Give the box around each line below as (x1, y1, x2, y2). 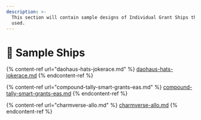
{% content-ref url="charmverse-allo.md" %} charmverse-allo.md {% (6, 101, 178, 109)
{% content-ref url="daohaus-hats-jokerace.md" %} (6, 65, 136, 73)
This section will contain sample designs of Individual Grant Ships (11, 14, 188, 20)
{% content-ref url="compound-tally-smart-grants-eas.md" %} (6, 83, 162, 91)
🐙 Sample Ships (6, 46, 86, 59)
